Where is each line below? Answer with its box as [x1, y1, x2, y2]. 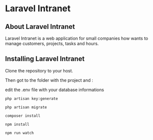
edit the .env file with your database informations [5, 87, 104, 93]
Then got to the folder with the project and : [5, 77, 93, 83]
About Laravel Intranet [5, 23, 75, 31]
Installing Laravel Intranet [5, 55, 85, 63]
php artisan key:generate [5, 96, 58, 101]
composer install [5, 113, 41, 118]
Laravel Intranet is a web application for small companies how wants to [5, 35, 149, 41]
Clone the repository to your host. [5, 68, 74, 73]
